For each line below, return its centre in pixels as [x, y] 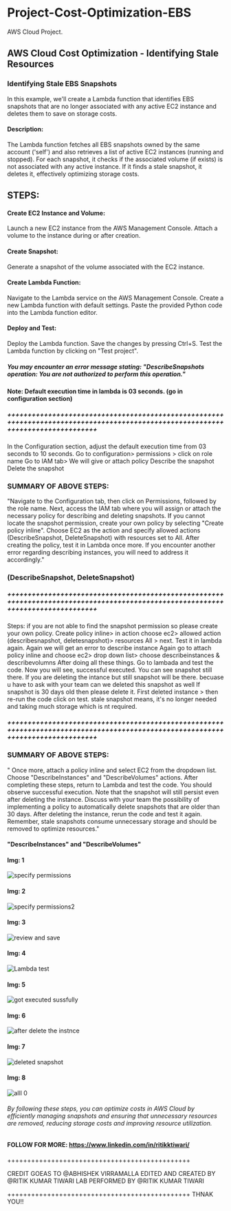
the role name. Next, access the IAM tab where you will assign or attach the [114, 508]
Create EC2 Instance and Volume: [56, 213]
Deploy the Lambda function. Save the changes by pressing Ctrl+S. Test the [114, 344]
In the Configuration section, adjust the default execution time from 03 [107, 446]
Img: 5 [16, 984]
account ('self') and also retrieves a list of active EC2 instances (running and [115, 152]
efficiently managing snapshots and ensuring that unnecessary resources [112, 1116]
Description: [25, 130]
